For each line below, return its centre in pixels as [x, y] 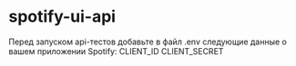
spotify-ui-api [62, 17]
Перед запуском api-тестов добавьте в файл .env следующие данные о [148, 42]
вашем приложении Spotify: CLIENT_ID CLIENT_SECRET [116, 51]
